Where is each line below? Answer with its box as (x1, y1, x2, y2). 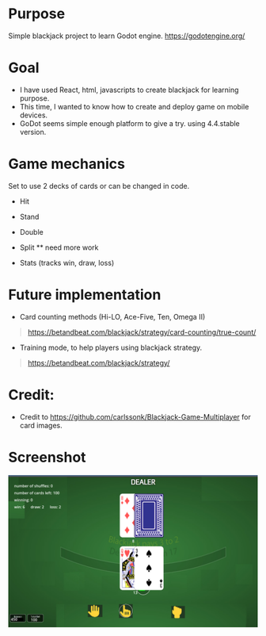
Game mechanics (8, 155, 125, 173)
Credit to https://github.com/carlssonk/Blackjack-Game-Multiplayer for (19, 412, 251, 421)
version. (19, 127, 47, 136)
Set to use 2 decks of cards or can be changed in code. (8, 181, 190, 190)
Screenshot (8, 448, 86, 466)
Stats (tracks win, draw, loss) (19, 258, 115, 267)
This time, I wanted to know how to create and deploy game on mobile (19, 102, 249, 111)
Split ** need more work (19, 243, 99, 252)
